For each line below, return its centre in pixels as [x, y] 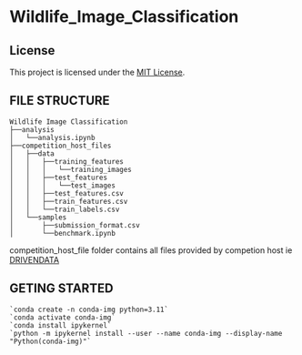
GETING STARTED [61, 289]
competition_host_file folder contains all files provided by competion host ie [151, 250]
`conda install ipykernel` [60, 325]
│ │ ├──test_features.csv [67, 193]
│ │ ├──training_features [67, 161]
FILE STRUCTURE [60, 101]
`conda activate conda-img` [63, 317]
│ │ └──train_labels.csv [65, 209]
